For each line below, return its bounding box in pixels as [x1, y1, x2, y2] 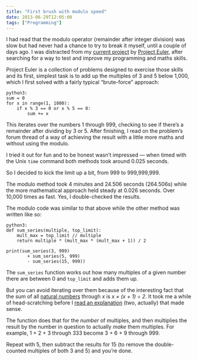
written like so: [6, 211, 42, 218]
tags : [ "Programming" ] [6, 20, 62, 25]
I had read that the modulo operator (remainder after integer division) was [6, 36, 185, 43]
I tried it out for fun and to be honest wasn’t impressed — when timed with [6, 151, 187, 158]
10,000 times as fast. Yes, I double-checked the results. [6, 193, 142, 200]
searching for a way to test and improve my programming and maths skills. [6, 54, 188, 62]
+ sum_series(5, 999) [27, 254, 81, 260]
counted [6, 347, 27, 355]
